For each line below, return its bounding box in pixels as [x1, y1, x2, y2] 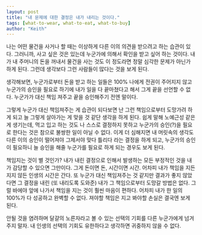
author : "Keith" [6, 25, 47, 32]
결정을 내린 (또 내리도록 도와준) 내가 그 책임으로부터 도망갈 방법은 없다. [24, 179, 190, 187]
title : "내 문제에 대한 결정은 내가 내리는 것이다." [6, 14, 120, 20]
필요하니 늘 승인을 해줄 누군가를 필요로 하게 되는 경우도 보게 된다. [12, 144, 165, 151]
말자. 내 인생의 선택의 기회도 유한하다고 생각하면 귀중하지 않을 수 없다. [17, 222, 181, 230]
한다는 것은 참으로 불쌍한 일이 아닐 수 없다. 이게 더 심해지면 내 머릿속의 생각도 [12, 129, 194, 136]
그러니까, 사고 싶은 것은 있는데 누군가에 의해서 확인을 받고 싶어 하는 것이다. [14, 51, 189, 58]
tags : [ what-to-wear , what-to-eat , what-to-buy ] [6, 20, 131, 26]
